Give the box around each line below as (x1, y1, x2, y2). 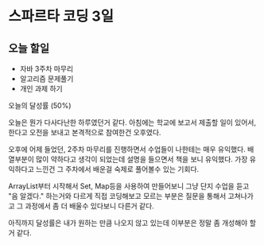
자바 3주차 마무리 (19, 64, 74, 73)
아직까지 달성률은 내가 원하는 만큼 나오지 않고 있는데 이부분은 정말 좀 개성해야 (8, 218, 248, 227)
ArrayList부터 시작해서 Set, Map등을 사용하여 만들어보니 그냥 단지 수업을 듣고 (8, 181, 250, 191)
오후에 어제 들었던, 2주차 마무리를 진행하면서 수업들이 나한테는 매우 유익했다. (8, 145, 247, 154)
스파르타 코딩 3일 (8, 7, 114, 25)
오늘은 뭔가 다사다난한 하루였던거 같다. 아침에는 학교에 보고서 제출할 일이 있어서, (8, 118, 257, 127)
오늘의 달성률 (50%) (8, 101, 72, 110)
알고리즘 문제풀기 (19, 74, 74, 84)
